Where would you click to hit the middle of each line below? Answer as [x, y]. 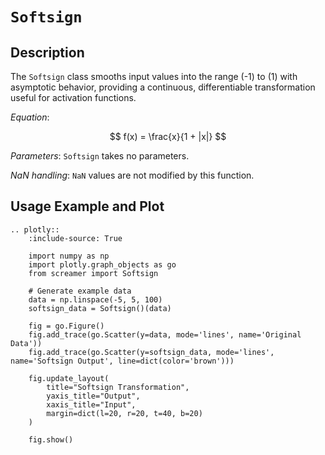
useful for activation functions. [73, 97]
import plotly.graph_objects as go [102, 264]
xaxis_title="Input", [91, 404]
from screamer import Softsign [93, 273]
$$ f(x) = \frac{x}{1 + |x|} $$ [168, 136]
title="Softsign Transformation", [118, 387]
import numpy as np [69, 256]
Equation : [30, 117]
